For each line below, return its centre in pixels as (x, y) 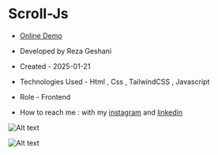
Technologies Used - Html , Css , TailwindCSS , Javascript (115, 81)
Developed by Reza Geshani (66, 51)
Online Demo (41, 36)
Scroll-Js (38, 14)
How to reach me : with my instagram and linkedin (101, 112)
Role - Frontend (45, 96)
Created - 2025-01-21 (55, 66)
